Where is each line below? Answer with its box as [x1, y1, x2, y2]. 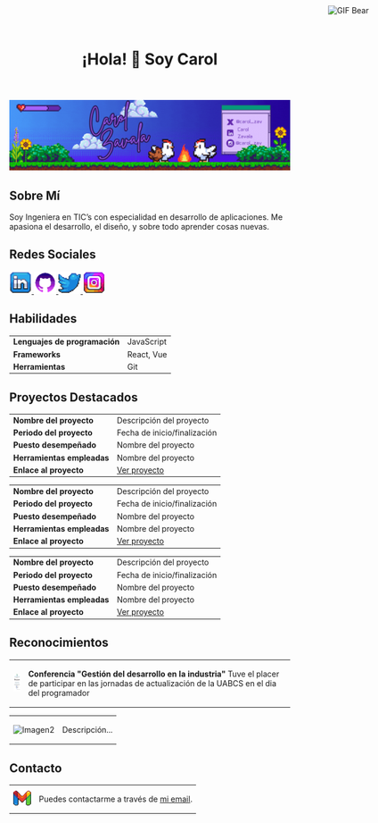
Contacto [9, 760, 62, 776]
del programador [28, 687, 90, 698]
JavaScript [127, 336, 168, 348]
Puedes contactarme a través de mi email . [38, 794, 193, 804]
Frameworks [12, 349, 61, 359]
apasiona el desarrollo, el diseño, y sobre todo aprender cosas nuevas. [9, 222, 270, 231]
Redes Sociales [9, 247, 96, 263]
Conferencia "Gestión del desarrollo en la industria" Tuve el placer [28, 668, 280, 679]
